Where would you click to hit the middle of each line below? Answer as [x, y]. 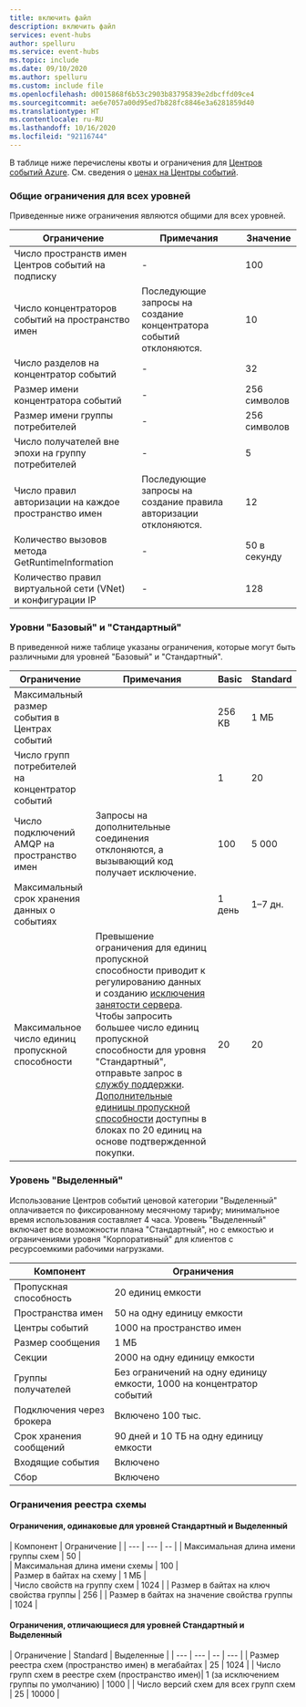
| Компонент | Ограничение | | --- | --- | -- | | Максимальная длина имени [153, 1546]
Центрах [33, 729]
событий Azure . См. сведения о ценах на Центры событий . [124, 172]
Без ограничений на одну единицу [191, 1371]
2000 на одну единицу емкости [184, 1357]
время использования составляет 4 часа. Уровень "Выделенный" [138, 1219]
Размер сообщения [57, 1342]
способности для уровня [151, 1050]
